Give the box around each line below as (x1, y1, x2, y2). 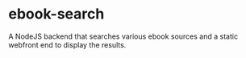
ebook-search (8, 5, 105, 23)
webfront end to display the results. (8, 39, 127, 49)
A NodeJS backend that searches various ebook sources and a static (8, 31, 239, 41)
